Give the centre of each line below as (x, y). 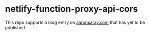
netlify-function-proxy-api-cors (72, 9)
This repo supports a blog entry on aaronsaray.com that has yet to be (75, 22)
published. (16, 27)
